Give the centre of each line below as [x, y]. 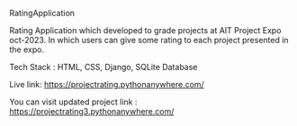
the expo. [27, 49]
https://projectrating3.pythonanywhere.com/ [92, 111]
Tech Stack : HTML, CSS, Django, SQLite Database [103, 67]
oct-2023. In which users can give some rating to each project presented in [149, 40]
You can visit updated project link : [73, 102]
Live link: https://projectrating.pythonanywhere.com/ [107, 84]
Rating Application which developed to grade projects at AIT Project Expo [145, 30]
